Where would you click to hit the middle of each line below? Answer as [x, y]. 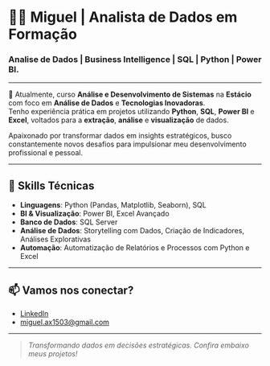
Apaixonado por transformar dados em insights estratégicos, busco [120, 136]
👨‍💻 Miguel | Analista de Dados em [123, 17]
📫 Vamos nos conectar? [71, 290]
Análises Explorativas [55, 239]
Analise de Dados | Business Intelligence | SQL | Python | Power [135, 60]
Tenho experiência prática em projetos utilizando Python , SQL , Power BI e [131, 112]
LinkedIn [34, 314]
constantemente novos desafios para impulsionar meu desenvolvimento [127, 144]
